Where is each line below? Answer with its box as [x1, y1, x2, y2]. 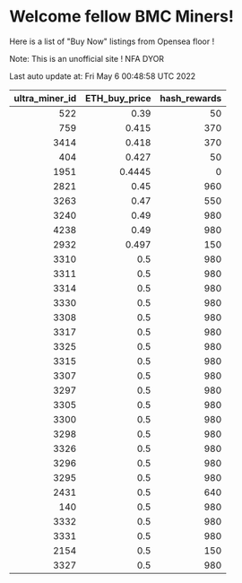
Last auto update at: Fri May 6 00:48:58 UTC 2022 [9, 70, 196, 82]
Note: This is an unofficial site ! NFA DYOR [9, 53, 164, 64]
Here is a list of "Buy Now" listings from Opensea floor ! [9, 36, 215, 47]
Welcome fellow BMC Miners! [9, 6, 235, 27]
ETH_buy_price [84, 91, 151, 104]
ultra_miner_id [13, 91, 77, 104]
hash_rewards [160, 91, 222, 104]
